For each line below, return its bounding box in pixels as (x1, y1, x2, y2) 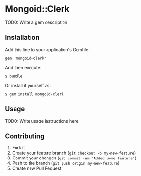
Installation (5, 34, 40, 42)
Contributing (5, 132, 45, 140)
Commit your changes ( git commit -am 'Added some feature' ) (12, 155, 137, 161)
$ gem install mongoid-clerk (5, 91, 64, 97)
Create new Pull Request (12, 165, 62, 171)
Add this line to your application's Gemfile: (5, 46, 90, 52)
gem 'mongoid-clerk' (5, 56, 47, 61)
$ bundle (5, 74, 23, 79)
